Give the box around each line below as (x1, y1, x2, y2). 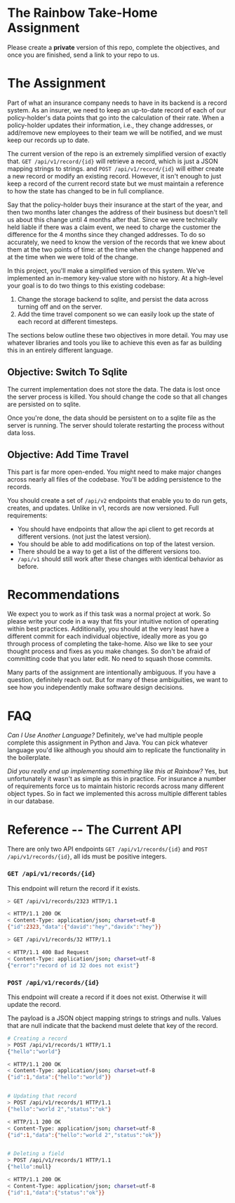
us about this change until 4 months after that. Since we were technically (7, 215, 218, 224)
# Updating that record (7, 1093, 77, 1100)
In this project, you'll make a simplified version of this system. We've (7, 266, 205, 275)
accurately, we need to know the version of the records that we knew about (7, 238, 226, 246)
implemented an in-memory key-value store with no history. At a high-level (7, 274, 223, 282)
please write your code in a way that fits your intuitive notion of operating (7, 617, 219, 626)
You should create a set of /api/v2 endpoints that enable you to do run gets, (7, 496, 228, 504)
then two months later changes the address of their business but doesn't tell (7, 207, 228, 216)
